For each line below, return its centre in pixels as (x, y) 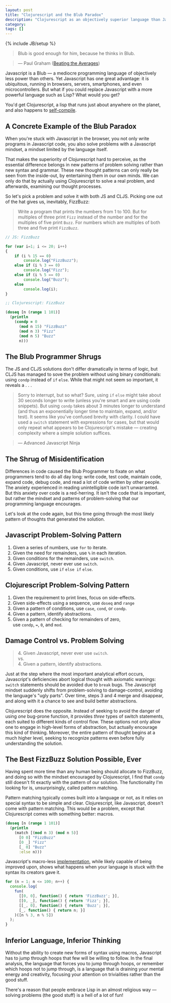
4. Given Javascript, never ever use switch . (63, 653)
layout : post (19, 10)
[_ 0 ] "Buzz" (33, 847)
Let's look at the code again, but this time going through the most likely (80, 514)
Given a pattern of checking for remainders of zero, (67, 619)
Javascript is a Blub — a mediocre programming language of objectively (81, 73)
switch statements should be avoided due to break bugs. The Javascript (81, 684)
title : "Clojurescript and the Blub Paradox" (54, 15)
